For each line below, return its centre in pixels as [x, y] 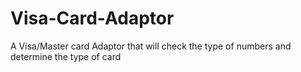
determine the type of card [66, 56]
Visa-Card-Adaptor [92, 18]
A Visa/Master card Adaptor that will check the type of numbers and [151, 46]
